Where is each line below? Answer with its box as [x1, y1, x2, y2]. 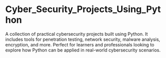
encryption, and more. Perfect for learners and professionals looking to [5, 41, 154, 47]
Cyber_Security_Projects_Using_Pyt [5, 4, 161, 15]
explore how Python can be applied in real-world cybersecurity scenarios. [5, 47, 161, 53]
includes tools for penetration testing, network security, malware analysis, [5, 36, 160, 42]
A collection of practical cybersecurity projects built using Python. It [5, 31, 148, 37]
